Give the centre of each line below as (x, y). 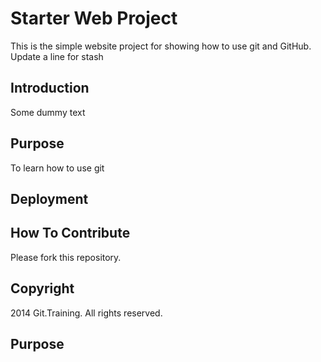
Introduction (50, 88)
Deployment (49, 198)
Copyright (42, 288)
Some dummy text (48, 112)
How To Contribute (70, 233)
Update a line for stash (57, 56)
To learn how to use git (57, 168)
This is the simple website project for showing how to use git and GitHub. (161, 46)
